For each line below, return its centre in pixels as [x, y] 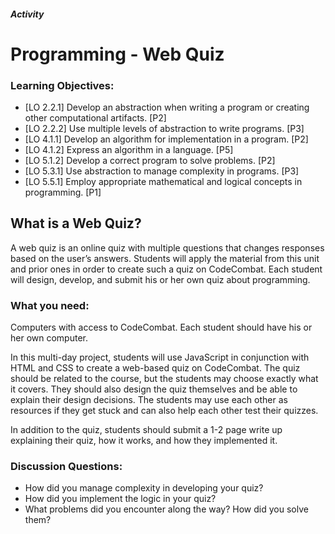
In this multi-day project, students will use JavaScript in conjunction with [160, 357]
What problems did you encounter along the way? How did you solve [166, 509]
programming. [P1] [63, 192]
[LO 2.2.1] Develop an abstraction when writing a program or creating [167, 107]
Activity [27, 14]
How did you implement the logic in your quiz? [120, 499]
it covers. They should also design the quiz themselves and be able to [154, 389]
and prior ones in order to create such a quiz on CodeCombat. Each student [166, 269]
